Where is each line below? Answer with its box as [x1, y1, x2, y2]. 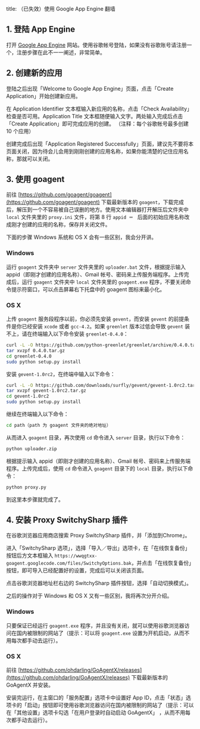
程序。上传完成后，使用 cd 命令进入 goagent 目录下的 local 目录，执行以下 [6, 465, 188, 472]
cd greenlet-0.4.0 [6, 353, 52, 359]
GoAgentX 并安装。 [6, 681, 54, 688]
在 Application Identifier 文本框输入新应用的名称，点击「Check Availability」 [6, 105, 192, 112]
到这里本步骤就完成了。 [6, 496, 64, 503]
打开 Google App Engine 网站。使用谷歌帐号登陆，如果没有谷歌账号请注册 [6, 41, 187, 48]
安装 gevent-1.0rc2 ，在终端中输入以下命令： [6, 370, 116, 377]
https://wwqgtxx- [54, 553, 98, 559]
